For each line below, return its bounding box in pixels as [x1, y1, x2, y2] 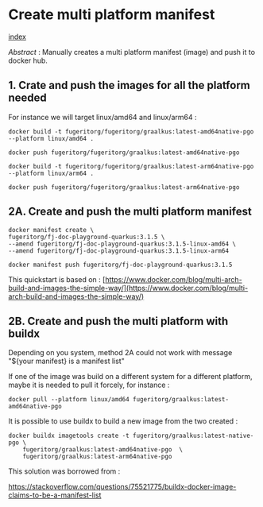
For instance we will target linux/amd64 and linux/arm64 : [8, 112, 197, 122]
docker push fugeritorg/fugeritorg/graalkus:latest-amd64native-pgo [8, 149, 240, 157]
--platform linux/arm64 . [8, 169, 94, 177]
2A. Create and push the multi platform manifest [8, 205, 252, 219]
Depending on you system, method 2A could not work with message [8, 348, 233, 358]
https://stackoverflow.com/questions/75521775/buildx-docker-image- [8, 482, 237, 492]
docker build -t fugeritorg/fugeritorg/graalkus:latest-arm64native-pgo [8, 162, 254, 170]
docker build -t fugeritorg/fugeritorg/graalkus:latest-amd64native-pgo [8, 127, 254, 136]
